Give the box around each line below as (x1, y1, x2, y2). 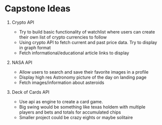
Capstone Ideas (4, 3, 71, 14)
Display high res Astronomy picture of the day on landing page (19, 74, 147, 80)
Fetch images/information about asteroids (19, 80, 105, 85)
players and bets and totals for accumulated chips (19, 109, 121, 115)
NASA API (11, 59, 33, 65)
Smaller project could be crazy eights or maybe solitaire (19, 114, 133, 120)
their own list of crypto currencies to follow (19, 34, 107, 40)
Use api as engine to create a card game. (19, 98, 103, 104)
